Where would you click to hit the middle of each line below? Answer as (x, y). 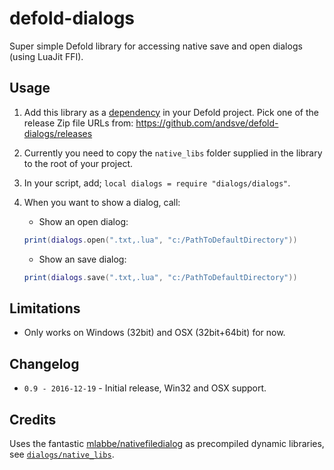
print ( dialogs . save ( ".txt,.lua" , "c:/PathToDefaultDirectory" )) (160, 277)
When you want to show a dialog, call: (102, 202)
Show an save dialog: (82, 259)
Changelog (44, 363)
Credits (33, 419)
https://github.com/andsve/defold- (207, 123)
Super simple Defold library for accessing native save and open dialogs (156, 46)
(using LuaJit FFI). (46, 56)
